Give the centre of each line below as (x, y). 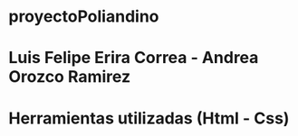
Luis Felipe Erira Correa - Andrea (134, 58)
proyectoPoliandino (84, 17)
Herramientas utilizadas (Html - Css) (149, 118)
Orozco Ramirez (70, 77)
